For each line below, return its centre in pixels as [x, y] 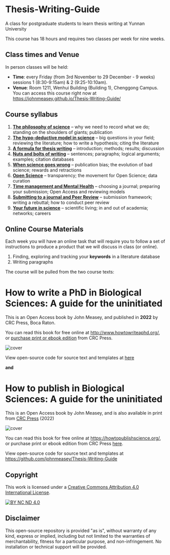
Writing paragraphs [33, 262]
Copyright [22, 475]
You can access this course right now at [55, 93]
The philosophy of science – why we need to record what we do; [81, 127]
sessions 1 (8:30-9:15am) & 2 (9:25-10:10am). [60, 82]
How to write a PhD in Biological [74, 292]
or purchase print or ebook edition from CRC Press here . [64, 444]
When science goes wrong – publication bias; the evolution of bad [82, 164]
